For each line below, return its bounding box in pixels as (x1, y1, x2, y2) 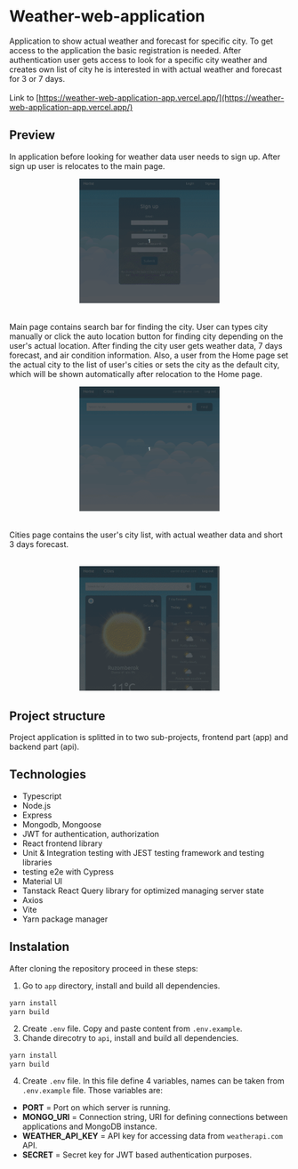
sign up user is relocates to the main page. (9, 160, 165, 171)
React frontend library (21, 838, 103, 849)
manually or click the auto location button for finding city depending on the (9, 331, 284, 342)
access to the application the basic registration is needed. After (9, 44, 242, 55)
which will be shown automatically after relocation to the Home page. (9, 368, 262, 379)
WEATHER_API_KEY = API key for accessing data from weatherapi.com (21, 1130, 283, 1141)
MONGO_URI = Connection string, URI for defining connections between (21, 1111, 288, 1122)
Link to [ (9, 92, 40, 103)
